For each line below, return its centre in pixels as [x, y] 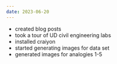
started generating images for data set [62, 48]
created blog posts [38, 29]
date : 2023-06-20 [28, 12]
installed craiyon [35, 41]
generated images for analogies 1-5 [59, 54]
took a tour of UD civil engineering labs [63, 35]
